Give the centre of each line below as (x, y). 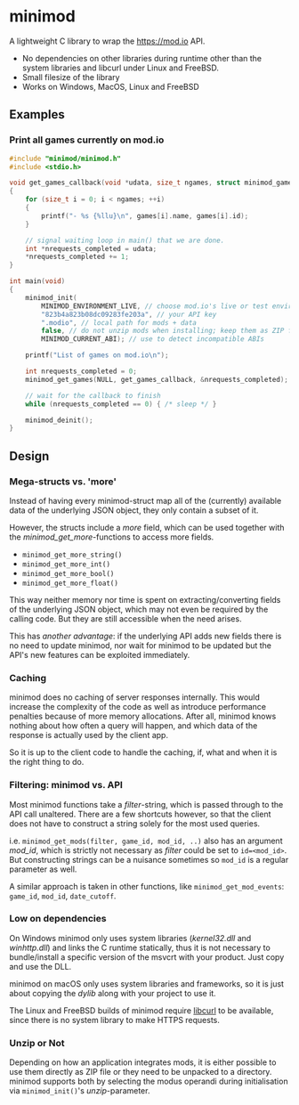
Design (29, 456)
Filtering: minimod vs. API (66, 785)
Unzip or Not (37, 1043)
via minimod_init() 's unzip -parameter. (80, 1091)
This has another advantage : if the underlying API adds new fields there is (145, 636)
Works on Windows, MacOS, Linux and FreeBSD (111, 86)
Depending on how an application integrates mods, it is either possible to (143, 1062)
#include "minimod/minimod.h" (65, 158)
